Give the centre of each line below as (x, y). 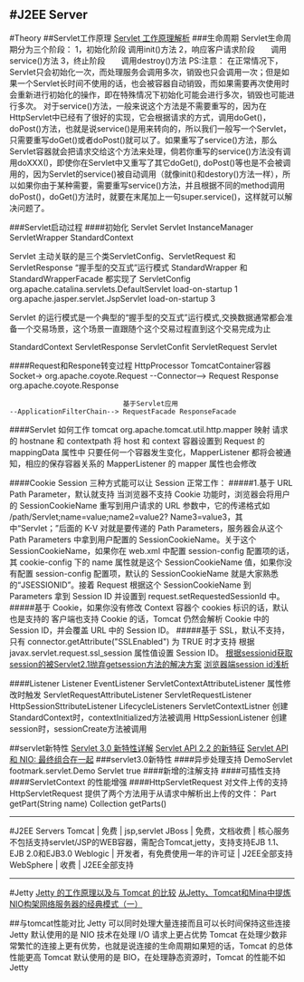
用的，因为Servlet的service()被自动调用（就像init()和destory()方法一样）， (146, 174)
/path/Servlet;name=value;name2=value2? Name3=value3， (122, 517)
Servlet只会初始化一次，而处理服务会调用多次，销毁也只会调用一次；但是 (146, 72)
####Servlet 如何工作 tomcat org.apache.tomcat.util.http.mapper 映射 (140, 429)
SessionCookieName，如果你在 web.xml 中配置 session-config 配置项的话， (152, 550)
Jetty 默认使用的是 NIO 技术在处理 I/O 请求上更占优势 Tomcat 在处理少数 (144, 934)
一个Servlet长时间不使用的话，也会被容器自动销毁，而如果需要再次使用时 (153, 83)
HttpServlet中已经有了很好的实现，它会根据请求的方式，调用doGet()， (140, 117)
